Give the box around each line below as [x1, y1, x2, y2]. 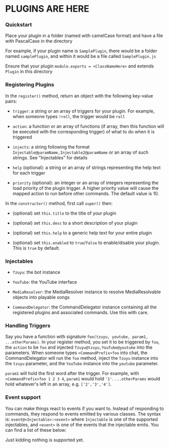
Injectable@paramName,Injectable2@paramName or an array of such [12, 149, 149, 155]
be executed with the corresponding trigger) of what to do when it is [12, 128, 155, 134]
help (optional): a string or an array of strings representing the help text [12, 164, 161, 170]
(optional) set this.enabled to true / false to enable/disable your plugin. [12, 239, 160, 246]
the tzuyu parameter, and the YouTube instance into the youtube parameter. [5, 361, 159, 367]
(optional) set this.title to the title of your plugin [12, 210, 117, 216]
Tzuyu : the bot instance [12, 269, 61, 275]
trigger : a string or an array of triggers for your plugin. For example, [12, 108, 155, 114]
